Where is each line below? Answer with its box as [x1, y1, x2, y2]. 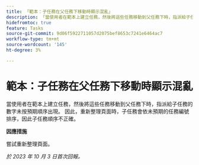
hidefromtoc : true [6, 20, 52, 25]
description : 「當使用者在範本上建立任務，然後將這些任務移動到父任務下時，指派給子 [6, 14, 191, 20]
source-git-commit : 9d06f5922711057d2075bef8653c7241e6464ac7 [6, 31, 163, 37]
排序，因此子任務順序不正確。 [6, 115, 79, 122]
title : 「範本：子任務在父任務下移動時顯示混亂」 [6, 8, 113, 15]
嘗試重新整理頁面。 [6, 140, 53, 147]
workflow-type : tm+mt [6, 36, 60, 42]
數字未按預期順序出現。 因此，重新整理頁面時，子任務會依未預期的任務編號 [6, 108, 190, 115]
